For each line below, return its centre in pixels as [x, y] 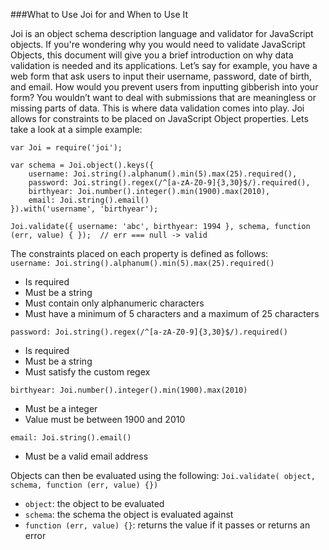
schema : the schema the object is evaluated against [129, 514]
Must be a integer [61, 408]
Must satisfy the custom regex [87, 372]
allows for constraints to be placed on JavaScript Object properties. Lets [159, 118]
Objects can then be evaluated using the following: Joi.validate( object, [163, 475]
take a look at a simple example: [76, 129]
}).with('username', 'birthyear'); [84, 209]
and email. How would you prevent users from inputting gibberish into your [164, 87]
